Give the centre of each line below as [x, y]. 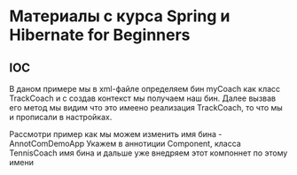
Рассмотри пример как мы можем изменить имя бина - [116, 134]
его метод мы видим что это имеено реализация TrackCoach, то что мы [146, 107]
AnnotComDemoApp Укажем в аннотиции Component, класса [125, 144]
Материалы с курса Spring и [120, 16]
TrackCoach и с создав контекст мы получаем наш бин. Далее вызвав [143, 98]
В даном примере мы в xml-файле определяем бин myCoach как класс [145, 89]
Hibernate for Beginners [100, 35]
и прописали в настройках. [61, 117]
